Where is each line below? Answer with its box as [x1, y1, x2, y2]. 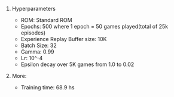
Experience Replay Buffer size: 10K [20, 36, 107, 42]
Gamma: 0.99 [20, 48, 55, 55]
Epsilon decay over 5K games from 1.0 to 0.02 [20, 61, 135, 68]
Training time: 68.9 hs [20, 84, 75, 91]
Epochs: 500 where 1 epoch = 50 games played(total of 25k [20, 23, 169, 30]
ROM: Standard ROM [20, 17, 73, 23]
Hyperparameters [11, 5, 56, 12]
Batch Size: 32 [20, 42, 57, 49]
